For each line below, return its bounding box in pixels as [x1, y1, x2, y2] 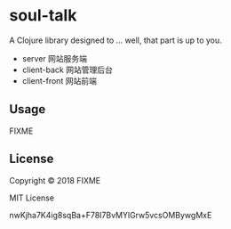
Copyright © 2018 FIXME [9, 175, 101, 185]
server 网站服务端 [21, 53, 87, 63]
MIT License [9, 192, 55, 203]
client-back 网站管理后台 [21, 64, 113, 75]
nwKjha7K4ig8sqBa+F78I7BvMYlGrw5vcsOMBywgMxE [9, 209, 212, 220]
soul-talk [9, 5, 77, 26]
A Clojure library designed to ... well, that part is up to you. [9, 35, 222, 45]
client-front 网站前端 [21, 75, 98, 86]
